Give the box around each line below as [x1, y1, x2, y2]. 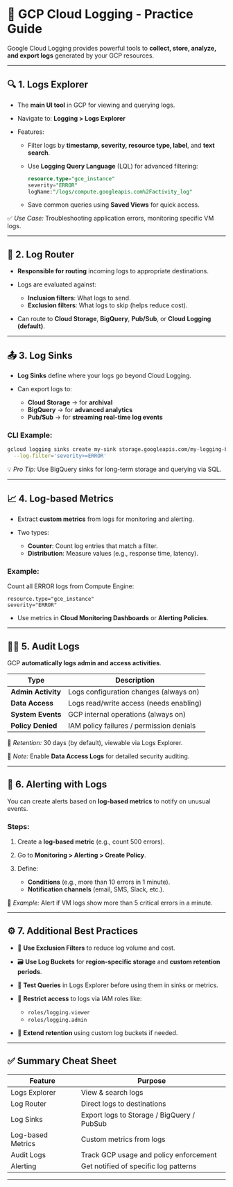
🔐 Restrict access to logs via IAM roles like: [17, 994, 142, 1002]
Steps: [7, 821, 30, 831]
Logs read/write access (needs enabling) [68, 698, 202, 708]
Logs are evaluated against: [17, 280, 97, 289]
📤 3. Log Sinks [7, 350, 73, 361]
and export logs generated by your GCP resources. [7, 51, 155, 60]
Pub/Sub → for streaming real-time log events [27, 413, 163, 421]
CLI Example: [7, 430, 53, 440]
